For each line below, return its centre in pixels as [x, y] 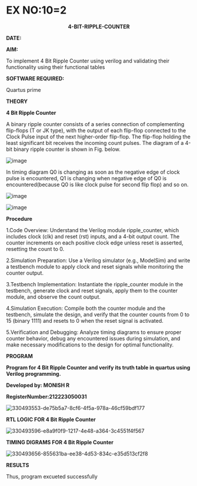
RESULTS [18, 465]
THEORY [17, 101]
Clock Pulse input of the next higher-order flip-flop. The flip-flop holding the [98, 137]
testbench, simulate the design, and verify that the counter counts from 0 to [98, 314]
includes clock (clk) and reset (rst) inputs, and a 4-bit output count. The [93, 236]
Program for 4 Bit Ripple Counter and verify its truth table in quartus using [98, 367]
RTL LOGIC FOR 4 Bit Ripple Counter [51, 419]
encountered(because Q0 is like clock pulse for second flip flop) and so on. [97, 184]
